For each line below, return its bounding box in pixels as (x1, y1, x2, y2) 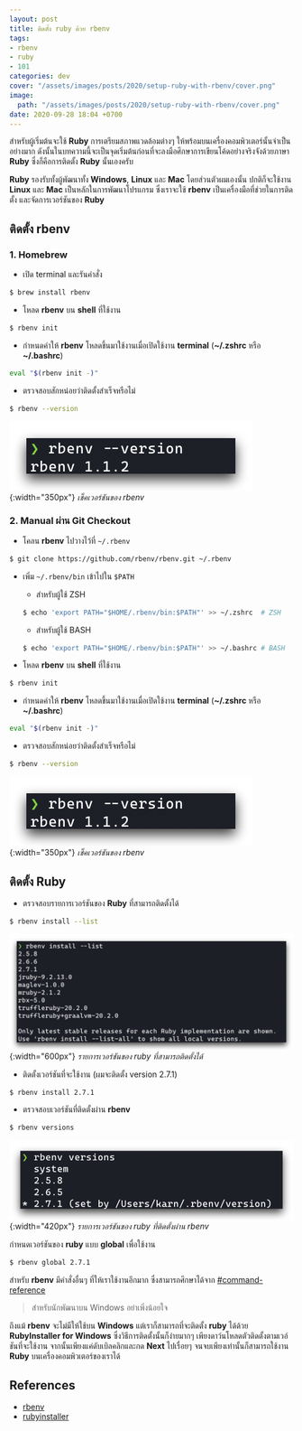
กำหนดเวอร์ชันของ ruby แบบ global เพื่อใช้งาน (9, 1239, 156, 1250)
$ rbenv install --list (9, 917, 99, 926)
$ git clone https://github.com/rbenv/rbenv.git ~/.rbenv (9, 554, 232, 564)
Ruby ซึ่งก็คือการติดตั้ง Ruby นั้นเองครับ (9, 156, 133, 167)
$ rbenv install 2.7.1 (9, 1088, 95, 1097)
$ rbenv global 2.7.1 (9, 1258, 91, 1267)
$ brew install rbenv (9, 288, 91, 297)
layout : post (9, 14, 59, 23)
